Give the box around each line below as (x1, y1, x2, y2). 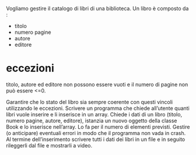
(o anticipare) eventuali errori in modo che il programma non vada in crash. (6, 129, 186, 136)
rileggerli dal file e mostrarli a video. (6, 142, 93, 149)
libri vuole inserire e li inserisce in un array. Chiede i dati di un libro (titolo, (6, 111, 183, 118)
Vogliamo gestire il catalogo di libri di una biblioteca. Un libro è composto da (6, 5, 189, 12)
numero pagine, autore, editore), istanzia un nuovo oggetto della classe (6, 117, 177, 124)
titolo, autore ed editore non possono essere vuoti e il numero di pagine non (6, 81, 188, 88)
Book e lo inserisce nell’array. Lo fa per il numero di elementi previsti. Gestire (6, 123, 190, 130)
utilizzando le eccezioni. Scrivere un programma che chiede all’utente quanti (6, 105, 190, 112)
